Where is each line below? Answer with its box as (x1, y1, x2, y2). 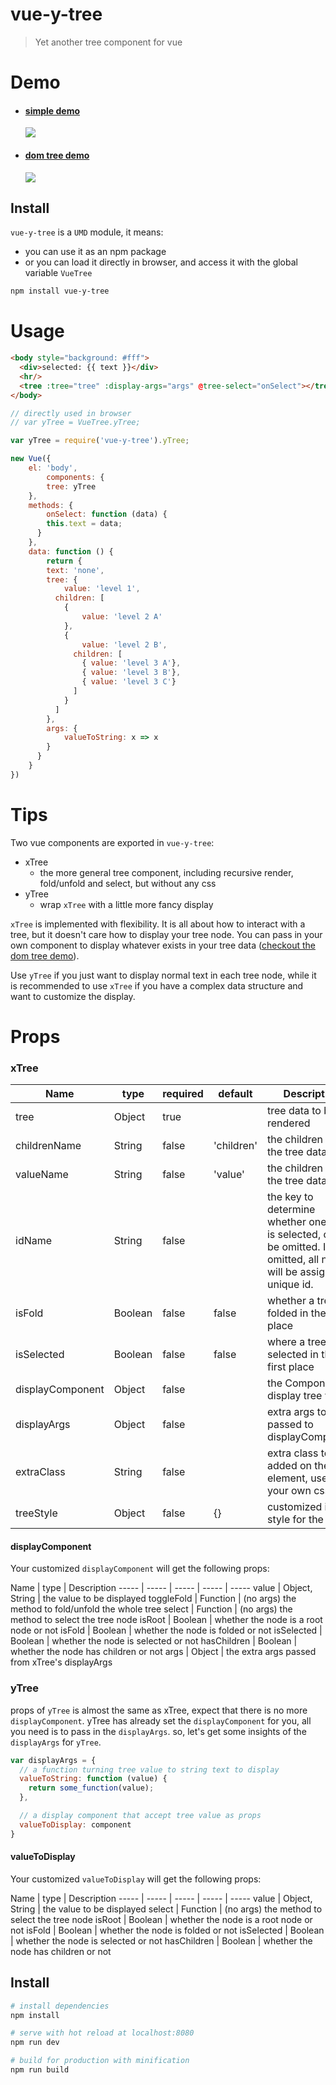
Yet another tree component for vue (34, 36, 183, 48)
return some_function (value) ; (28, 1783, 155, 1793)
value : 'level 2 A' (81, 612, 163, 622)
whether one (266, 1215, 327, 1229)
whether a (266, 1294, 315, 1308)
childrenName (15, 1139, 82, 1153)
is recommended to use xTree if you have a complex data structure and (10, 979, 304, 992)
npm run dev (10, 2038, 60, 2048)
